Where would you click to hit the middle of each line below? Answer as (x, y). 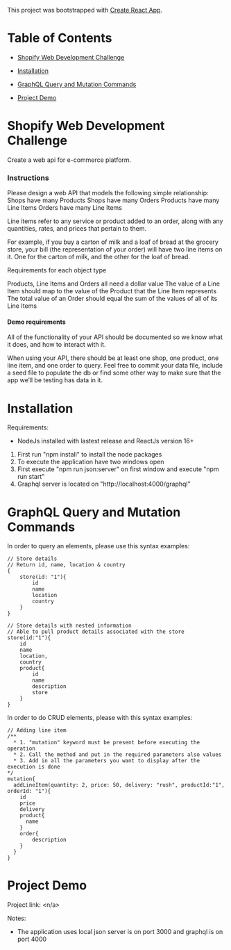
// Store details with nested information (69, 626)
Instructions (28, 178)
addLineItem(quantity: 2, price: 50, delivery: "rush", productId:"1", (119, 785)
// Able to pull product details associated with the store (96, 632)
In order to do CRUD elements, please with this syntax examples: (100, 718)
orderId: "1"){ (29, 792)
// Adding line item (37, 730)
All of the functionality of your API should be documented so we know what (115, 337)
